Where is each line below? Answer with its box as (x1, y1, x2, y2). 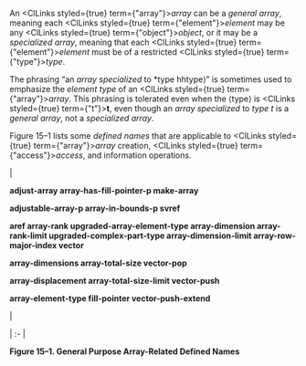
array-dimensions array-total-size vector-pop (9, 257, 187, 268)
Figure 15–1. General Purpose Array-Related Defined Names (9, 346, 240, 357)
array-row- (253, 230, 297, 241)
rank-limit (9, 230, 47, 241)
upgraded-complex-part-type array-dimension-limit (48, 230, 252, 241)
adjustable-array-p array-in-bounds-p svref (9, 203, 181, 214)
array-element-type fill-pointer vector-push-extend (9, 293, 211, 304)
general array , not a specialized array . (9, 113, 154, 123)
